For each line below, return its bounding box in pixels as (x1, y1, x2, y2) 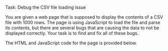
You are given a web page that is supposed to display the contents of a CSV (5, 14, 163, 20)
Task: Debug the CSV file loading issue (5, 5, 86, 10)
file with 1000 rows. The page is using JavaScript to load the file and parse (5, 20, 160, 25)
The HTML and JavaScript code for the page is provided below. (5, 40, 137, 46)
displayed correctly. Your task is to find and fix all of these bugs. (5, 30, 139, 36)
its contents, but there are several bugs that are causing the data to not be (5, 25, 159, 31)
